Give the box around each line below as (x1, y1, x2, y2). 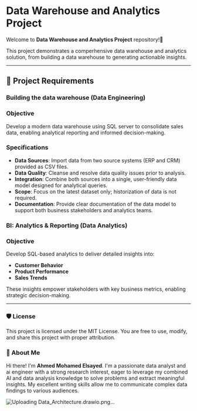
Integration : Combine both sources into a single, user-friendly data (14, 175, 177, 182)
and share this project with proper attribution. (6, 334, 116, 341)
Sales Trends (14, 274, 48, 281)
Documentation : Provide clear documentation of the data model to (14, 201, 176, 208)
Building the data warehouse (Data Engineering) (6, 94, 146, 102)
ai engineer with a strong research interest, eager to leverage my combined (6, 368, 188, 375)
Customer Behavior (14, 262, 63, 269)
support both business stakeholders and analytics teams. (14, 206, 154, 213)
